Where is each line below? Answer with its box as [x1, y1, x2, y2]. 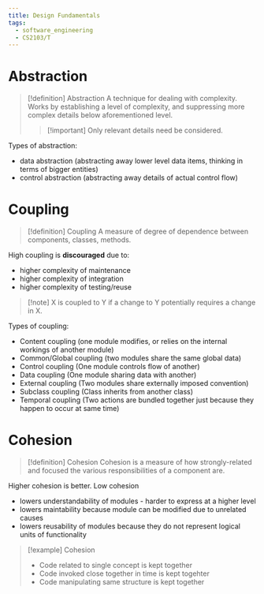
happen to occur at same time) [19, 404, 120, 413]
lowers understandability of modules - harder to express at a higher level [19, 496, 256, 506]
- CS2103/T [15, 33, 51, 42]
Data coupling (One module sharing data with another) [19, 370, 197, 379]
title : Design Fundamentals [8, 11, 101, 20]
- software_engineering [15, 26, 93, 34]
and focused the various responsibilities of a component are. [27, 466, 225, 476]
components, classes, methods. [27, 235, 132, 245]
